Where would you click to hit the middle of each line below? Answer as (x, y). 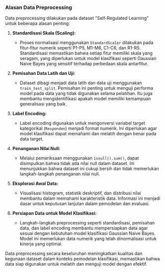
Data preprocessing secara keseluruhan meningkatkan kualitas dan (74, 254)
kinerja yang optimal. (41, 244)
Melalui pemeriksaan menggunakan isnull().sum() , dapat (79, 158)
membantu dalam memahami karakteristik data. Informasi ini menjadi (90, 198)
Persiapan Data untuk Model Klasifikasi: (54, 213)
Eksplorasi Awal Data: (35, 184)
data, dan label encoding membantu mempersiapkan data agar (84, 228)
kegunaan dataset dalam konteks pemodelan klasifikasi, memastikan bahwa (82, 259)
